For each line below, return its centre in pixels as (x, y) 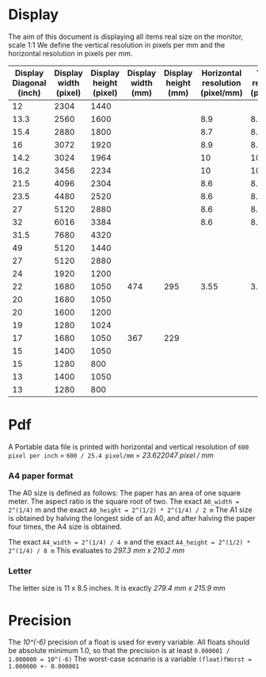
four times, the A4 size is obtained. (65, 527)
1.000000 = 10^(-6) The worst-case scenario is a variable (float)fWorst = (130, 659)
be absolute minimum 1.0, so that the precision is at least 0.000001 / (119, 651)
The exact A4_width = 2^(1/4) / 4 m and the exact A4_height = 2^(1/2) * (129, 542)
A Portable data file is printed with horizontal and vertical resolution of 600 (129, 446)
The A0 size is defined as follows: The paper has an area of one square (125, 493)
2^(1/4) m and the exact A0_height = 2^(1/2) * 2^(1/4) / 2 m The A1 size (130, 510)
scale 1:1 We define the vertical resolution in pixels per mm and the (117, 44)
